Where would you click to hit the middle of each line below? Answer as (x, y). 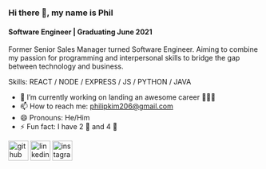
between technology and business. (66, 66)
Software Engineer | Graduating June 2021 (80, 32)
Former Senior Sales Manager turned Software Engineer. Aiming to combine (133, 49)
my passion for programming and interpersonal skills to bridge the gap (124, 58)
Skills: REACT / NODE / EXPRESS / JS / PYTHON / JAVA (100, 82)
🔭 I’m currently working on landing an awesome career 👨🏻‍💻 (117, 97)
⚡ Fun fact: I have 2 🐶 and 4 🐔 (69, 127)
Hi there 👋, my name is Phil (61, 13)
